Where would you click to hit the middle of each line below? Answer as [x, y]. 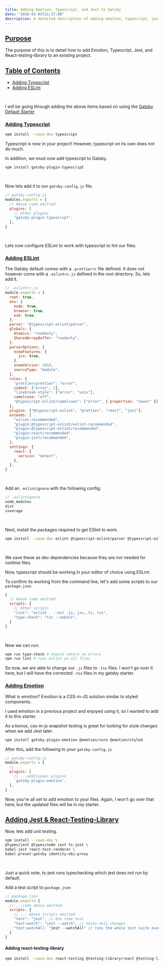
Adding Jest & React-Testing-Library [62, 819]
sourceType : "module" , [37, 370]
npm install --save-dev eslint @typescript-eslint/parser [65, 539]
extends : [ [20, 415]
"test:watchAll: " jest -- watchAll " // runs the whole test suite [82, 928]
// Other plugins [31, 213]
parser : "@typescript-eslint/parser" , [49, 324]
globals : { [20, 329]
